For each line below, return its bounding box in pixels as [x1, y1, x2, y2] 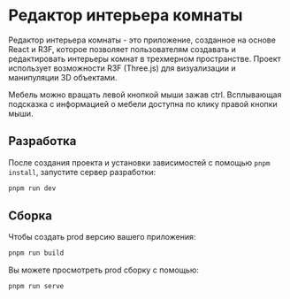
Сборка [8, 209, 52, 224]
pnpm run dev [8, 183, 57, 193]
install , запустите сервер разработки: [8, 166, 156, 177]
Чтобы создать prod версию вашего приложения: [8, 232, 196, 242]
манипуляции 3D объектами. [8, 72, 118, 82]
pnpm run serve [8, 282, 65, 291]
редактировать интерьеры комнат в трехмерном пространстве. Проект [8, 53, 282, 64]
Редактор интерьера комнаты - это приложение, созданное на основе [8, 34, 276, 45]
